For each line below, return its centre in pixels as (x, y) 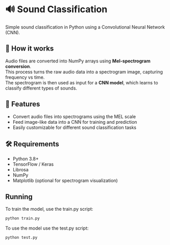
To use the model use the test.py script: (47, 228)
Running (19, 197)
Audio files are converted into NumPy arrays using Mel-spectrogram (78, 61)
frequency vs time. (25, 77)
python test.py (21, 238)
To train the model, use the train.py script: (49, 209)
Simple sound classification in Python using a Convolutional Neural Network (85, 27)
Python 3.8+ (26, 159)
